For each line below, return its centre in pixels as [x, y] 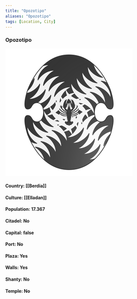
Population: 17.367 [25, 209]
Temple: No [18, 291]
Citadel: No [17, 221]
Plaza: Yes [17, 256]
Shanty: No [17, 279]
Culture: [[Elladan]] [26, 197]
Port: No [14, 244]
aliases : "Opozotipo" [28, 16]
